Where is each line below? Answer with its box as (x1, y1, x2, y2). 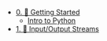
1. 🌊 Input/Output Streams (15, 24, 100, 33)
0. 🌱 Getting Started (15, 8, 80, 17)
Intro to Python (27, 16, 76, 25)
